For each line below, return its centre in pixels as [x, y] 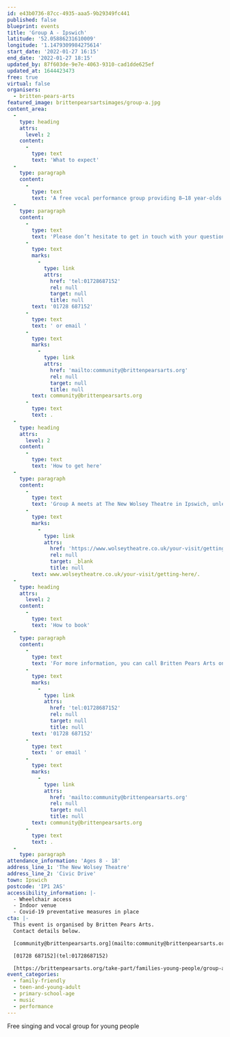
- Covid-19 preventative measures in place [76, 912]
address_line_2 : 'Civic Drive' [52, 874]
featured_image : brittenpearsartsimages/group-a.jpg [84, 103]
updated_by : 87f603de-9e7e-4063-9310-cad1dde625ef [81, 64]
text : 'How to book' [61, 625]
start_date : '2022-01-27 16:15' [53, 52]
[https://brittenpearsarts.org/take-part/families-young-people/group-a [119, 968]
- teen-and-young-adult [47, 988]
